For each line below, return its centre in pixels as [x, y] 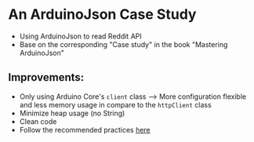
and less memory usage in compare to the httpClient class [115, 104]
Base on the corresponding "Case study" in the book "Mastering [123, 44]
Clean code [38, 121]
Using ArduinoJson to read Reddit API [81, 36]
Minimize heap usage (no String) [72, 113]
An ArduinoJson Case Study [102, 15]
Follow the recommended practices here [85, 129]
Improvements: [46, 77]
